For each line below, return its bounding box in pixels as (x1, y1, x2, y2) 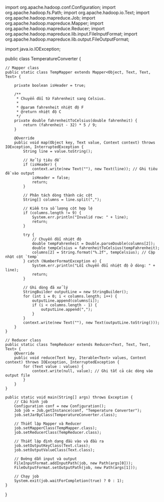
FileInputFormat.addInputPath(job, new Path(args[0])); (14, 461, 133, 466)
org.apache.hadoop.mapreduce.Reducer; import (5, 26, 105, 32)
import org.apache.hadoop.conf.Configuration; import (5, 5, 116, 10)
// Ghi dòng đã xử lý (23, 285, 68, 290)
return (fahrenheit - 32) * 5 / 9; (23, 122, 97, 128)
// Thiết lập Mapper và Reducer (14, 421, 81, 426)
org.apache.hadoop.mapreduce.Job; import (5, 15, 95, 21)
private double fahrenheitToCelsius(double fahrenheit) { (14, 118, 137, 123)
